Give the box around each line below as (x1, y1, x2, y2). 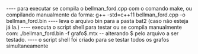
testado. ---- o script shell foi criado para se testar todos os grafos (6, 36, 170, 43)
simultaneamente (6, 42, 49, 49)
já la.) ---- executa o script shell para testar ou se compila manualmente (6, 23, 182, 31)
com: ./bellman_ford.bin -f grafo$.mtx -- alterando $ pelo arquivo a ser (6, 30, 179, 37)
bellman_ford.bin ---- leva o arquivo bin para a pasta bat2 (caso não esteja (6, 18, 189, 24)
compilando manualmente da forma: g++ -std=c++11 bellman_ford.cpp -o (6, 11, 186, 18)
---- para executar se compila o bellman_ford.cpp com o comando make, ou (6, 5, 193, 12)
